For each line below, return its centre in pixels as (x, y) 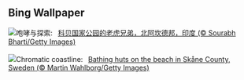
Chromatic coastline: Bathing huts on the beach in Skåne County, (123, 59)
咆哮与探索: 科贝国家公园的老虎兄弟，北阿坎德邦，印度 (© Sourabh (126, 33)
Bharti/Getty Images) (42, 42)
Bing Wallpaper (46, 13)
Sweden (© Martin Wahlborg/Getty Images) (79, 67)
